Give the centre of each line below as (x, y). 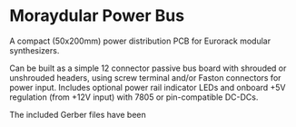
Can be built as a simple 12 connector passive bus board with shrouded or (148, 68)
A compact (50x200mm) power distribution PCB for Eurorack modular (140, 41)
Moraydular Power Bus (97, 16)
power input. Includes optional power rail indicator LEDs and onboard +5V (148, 87)
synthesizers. (35, 50)
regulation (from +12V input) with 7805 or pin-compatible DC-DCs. (134, 97)
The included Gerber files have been (78, 114)
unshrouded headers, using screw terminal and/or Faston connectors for (145, 77)
